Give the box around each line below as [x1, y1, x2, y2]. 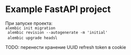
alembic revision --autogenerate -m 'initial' [7, 30, 108, 35]
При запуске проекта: [5, 20, 53, 26]
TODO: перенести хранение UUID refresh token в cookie [5, 44, 126, 50]
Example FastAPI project [5, 4, 111, 15]
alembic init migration [5, 25, 56, 31]
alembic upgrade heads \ [7, 34, 57, 40]
